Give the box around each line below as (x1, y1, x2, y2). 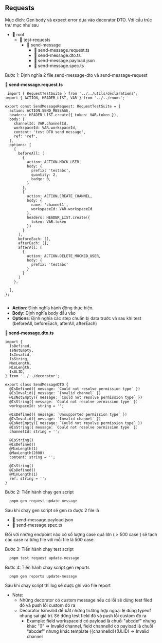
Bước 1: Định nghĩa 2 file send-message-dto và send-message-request (5, 72, 147, 78)
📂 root (12, 31, 25, 37)
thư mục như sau (5, 22, 39, 28)
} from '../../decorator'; (5, 373, 60, 378)
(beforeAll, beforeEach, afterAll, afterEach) (12, 320, 97, 326)
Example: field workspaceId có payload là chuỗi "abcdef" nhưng (26, 618, 156, 624)
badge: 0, (31, 176, 51, 181)
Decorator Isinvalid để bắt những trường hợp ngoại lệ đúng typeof (19, 608, 151, 614)
